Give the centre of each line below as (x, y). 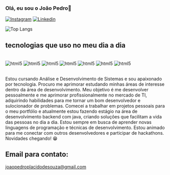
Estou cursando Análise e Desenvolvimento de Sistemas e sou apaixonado (84, 79)
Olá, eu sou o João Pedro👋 (39, 8)
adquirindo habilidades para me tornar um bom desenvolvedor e (73, 100)
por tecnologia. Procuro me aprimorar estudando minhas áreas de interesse (85, 84)
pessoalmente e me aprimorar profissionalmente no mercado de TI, (76, 95)
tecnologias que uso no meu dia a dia (66, 45)
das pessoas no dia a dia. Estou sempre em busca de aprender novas (78, 122)
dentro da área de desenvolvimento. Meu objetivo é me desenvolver (77, 89)
